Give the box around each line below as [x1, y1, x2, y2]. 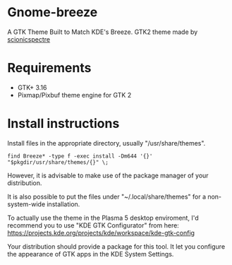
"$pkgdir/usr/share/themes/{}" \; [7, 158, 109, 166]
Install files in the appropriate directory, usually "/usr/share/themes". [7, 139, 206, 147]
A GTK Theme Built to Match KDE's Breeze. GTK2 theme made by [7, 28, 198, 36]
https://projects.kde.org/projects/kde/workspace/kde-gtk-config [7, 228, 195, 237]
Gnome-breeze [7, 4, 98, 20]
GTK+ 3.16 [17, 83, 47, 92]
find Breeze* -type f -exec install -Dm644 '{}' [7, 153, 153, 160]
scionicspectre [7, 35, 51, 43]
